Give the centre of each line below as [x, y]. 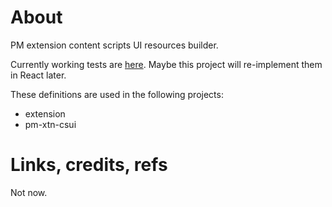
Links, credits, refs [89, 165]
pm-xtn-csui [50, 124]
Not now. [29, 192]
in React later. [38, 75]
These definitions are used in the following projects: [117, 94]
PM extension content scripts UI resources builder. [114, 45]
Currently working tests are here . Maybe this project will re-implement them [166, 64]
